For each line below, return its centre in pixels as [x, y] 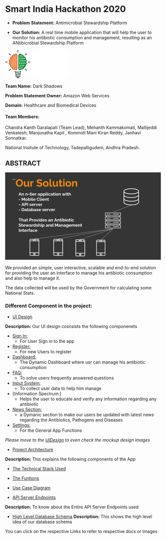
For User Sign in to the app [47, 341]
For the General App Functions [51, 430]
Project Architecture [33, 449]
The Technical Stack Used [39, 468]
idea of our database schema [42, 522]
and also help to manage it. [33, 278]
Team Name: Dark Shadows [34, 86]
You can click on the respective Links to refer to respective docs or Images [81, 531]
